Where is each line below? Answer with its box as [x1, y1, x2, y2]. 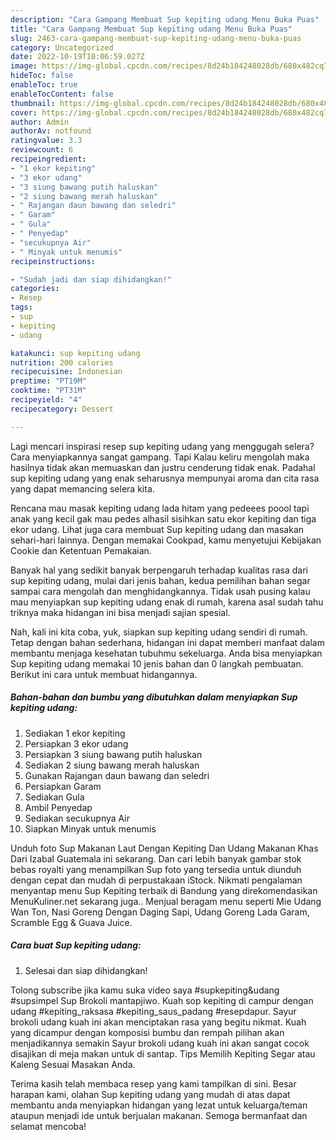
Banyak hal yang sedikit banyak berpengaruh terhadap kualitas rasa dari [10, 564, 308, 576]
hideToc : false [10, 71, 74, 81]
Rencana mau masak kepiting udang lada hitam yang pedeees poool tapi [10, 502, 310, 514]
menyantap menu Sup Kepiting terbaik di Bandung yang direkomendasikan [10, 884, 318, 896]
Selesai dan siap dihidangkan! [24, 964, 148, 976]
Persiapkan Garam [24, 780, 102, 792]
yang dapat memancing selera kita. [10, 482, 155, 495]
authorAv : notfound [10, 126, 92, 136]
